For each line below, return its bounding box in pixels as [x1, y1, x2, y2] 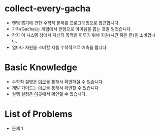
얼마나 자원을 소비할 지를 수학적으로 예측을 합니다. [11, 44, 108, 50]
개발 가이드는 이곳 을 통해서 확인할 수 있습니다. [11, 84, 100, 91]
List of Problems [4, 109, 73, 120]
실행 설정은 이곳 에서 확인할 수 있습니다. [11, 91, 87, 97]
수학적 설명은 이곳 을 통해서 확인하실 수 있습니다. [11, 79, 104, 84]
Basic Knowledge [4, 62, 77, 73]
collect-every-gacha [4, 3, 91, 14]
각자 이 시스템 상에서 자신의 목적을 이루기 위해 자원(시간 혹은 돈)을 [11, 32, 139, 38]
